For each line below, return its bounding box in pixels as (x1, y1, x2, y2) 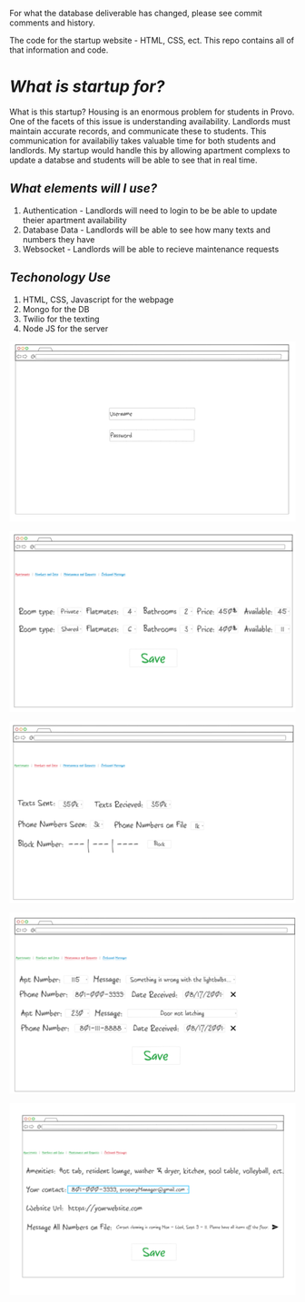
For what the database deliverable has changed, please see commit (9, 8, 263, 18)
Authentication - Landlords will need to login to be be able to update (22, 204, 278, 216)
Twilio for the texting (22, 313, 100, 324)
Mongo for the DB (22, 303, 90, 314)
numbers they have (22, 233, 95, 244)
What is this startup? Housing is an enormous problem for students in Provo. (9, 106, 295, 117)
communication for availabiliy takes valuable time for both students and (9, 135, 277, 146)
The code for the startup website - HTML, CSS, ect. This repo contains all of (9, 35, 295, 45)
